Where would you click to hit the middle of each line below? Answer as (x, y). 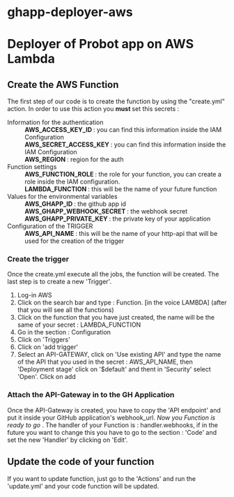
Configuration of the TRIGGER (50, 226)
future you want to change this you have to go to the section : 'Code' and (112, 432)
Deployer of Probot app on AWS (101, 44)
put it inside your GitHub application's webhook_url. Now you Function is (111, 417)
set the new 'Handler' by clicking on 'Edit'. (68, 440)
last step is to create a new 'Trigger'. (60, 282)
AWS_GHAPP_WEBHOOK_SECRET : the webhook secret (106, 212)
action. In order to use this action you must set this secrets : (93, 109)
